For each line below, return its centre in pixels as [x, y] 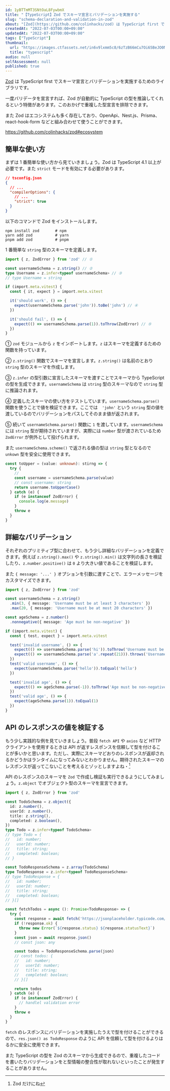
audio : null [18, 57]
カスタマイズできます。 [30, 580]
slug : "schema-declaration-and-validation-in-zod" [60, 19]
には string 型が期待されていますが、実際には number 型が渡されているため [83, 431]
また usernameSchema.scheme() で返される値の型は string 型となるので [78, 448]
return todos [28, 989]
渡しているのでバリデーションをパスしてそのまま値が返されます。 [74, 414]
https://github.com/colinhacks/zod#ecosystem [54, 132]
